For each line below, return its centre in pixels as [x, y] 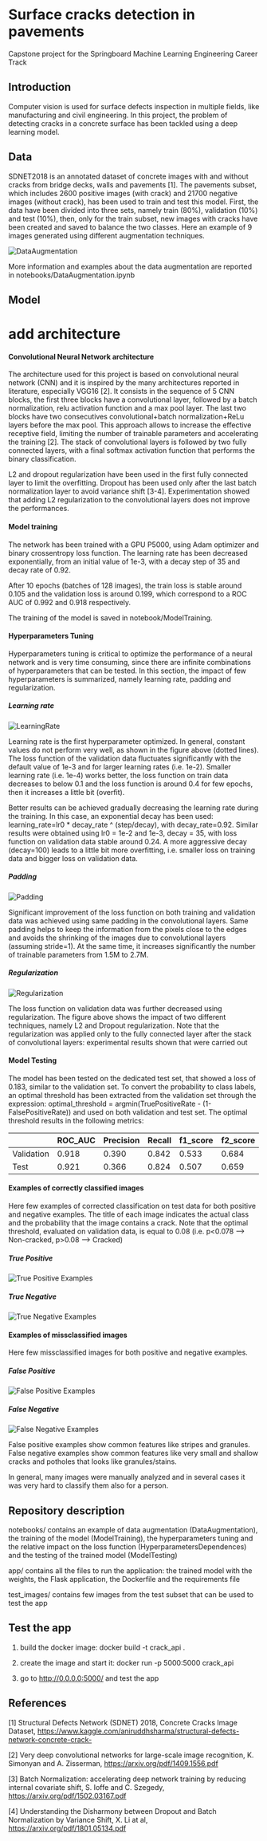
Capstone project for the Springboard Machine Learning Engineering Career [133, 53]
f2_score [238, 1140]
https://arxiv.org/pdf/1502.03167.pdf [67, 1796]
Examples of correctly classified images [76, 1188]
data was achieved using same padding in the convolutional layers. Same [128, 920]
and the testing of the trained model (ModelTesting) [93, 1555]
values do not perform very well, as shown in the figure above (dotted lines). [133, 749]
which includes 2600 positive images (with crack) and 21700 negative [123, 193]
